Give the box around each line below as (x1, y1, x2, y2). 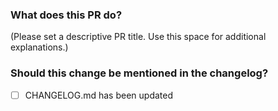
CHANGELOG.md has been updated (24, 89, 173, 101)
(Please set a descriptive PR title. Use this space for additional (10, 31, 267, 43)
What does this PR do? (10, 8, 123, 22)
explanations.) (10, 41, 69, 53)
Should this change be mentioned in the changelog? (10, 66, 269, 80)
